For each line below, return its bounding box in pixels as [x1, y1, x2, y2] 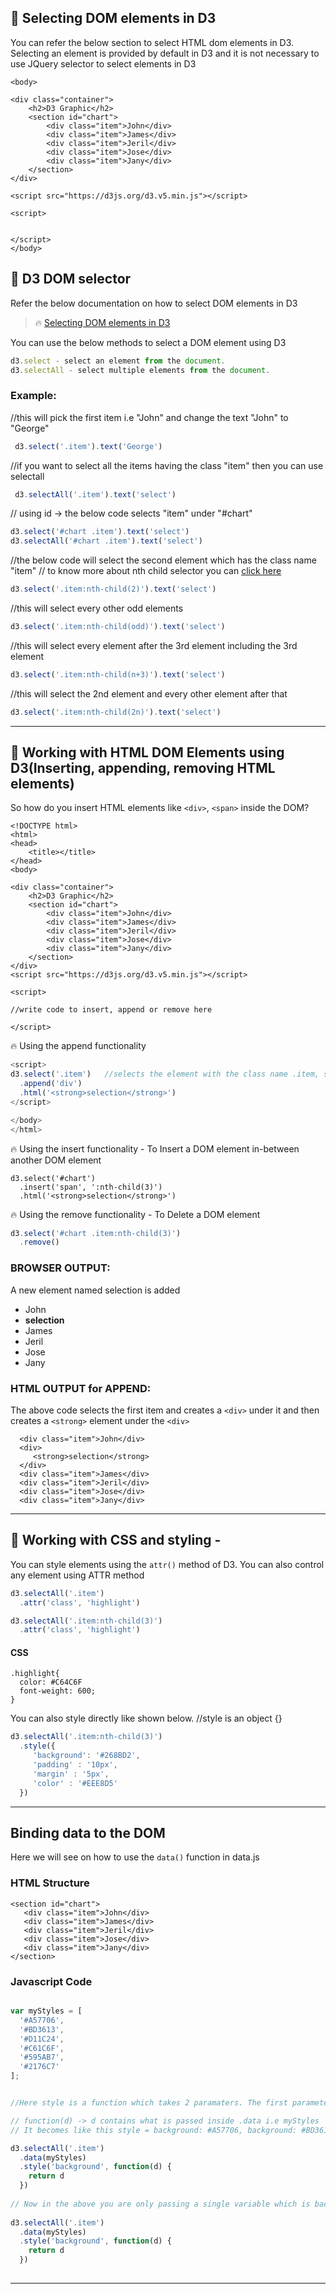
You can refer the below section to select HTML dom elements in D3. [10, 36, 295, 48]
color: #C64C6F [19, 1677, 83, 1688]
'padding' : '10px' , [32, 1760, 118, 1770]
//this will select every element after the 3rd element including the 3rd [10, 639, 298, 651]
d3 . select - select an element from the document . [10, 356, 226, 366]
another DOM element [10, 1154, 102, 1166]
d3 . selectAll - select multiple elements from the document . [10, 365, 271, 375]
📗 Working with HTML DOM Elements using [10, 744, 285, 761]
